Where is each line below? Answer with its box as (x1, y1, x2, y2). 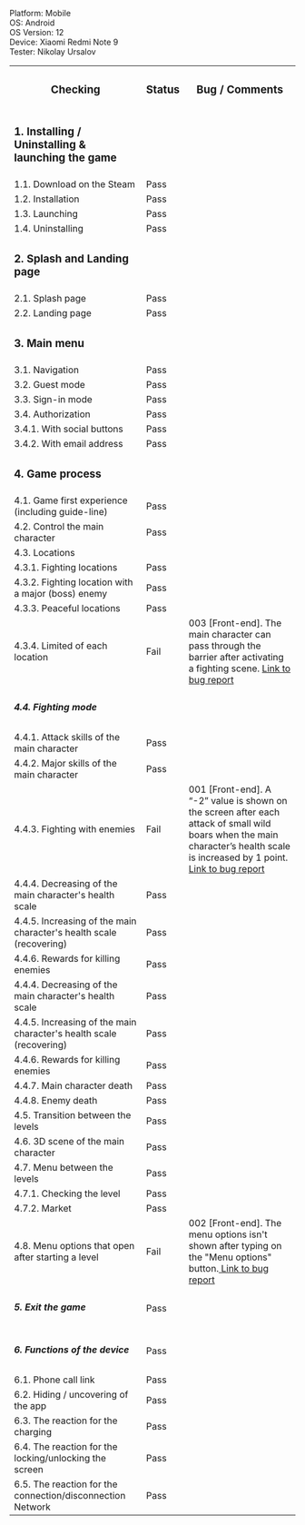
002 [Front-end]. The (188, 1216, 282, 1229)
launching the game (14, 151, 118, 165)
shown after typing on (188, 1239, 282, 1252)
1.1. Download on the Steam (14, 177, 136, 190)
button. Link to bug (188, 1262, 270, 1274)
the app (14, 1399, 47, 1411)
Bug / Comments (196, 83, 284, 97)
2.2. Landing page (14, 306, 93, 319)
